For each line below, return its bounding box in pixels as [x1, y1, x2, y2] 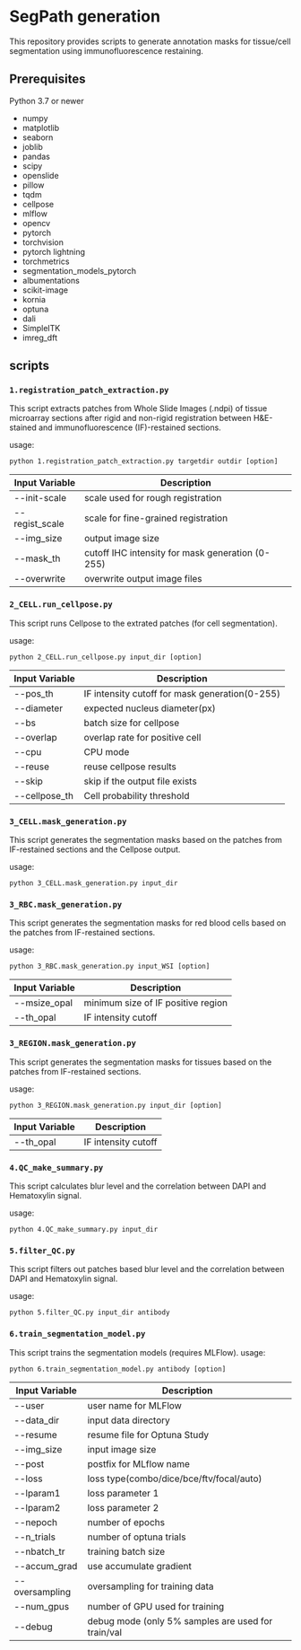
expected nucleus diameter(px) [83, 702, 217, 715]
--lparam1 [13, 1487, 61, 1499]
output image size [83, 532, 159, 545]
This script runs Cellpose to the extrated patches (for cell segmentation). [9, 618, 278, 628]
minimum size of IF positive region [83, 996, 228, 1009]
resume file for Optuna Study [87, 1428, 210, 1441]
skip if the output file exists [83, 775, 197, 787]
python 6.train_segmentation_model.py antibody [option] [9, 1365, 227, 1374]
